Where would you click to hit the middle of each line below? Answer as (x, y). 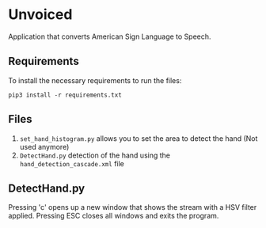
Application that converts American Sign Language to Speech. (110, 36)
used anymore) (44, 146)
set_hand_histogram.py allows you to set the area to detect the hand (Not (139, 138)
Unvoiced (40, 15)
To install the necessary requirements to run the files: (95, 80)
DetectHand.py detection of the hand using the (95, 155)
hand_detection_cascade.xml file (72, 163)
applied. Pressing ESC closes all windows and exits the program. (114, 216)
